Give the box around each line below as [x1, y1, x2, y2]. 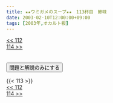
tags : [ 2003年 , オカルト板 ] [6, 20, 69, 26]
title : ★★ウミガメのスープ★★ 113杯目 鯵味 [6, 8, 107, 15]
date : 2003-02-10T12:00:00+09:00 [6, 15, 91, 21]
